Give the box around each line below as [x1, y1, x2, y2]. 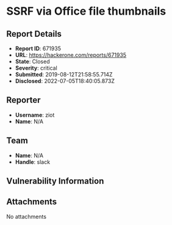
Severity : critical [15, 64, 58, 72]
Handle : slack [15, 158, 51, 166]
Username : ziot [15, 111, 55, 119]
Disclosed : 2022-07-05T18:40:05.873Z [15, 78, 115, 84]
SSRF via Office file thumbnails [6, 4, 167, 18]
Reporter [6, 95, 41, 105]
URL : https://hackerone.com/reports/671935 [15, 51, 127, 59]
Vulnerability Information [6, 176, 104, 186]
